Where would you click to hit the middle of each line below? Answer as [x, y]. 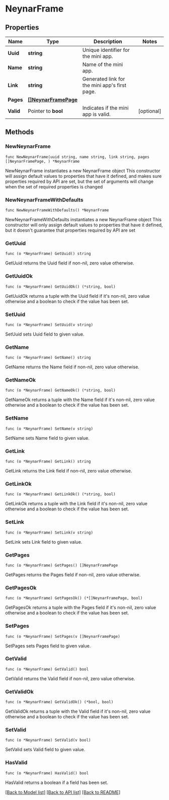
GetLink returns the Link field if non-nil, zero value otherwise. [69, 471]
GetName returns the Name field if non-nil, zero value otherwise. [72, 367]
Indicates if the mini [106, 108]
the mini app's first [104, 85]
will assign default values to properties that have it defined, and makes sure [83, 176]
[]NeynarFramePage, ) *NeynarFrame [43, 161]
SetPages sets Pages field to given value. [48, 646]
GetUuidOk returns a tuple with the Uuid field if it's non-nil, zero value [77, 296]
